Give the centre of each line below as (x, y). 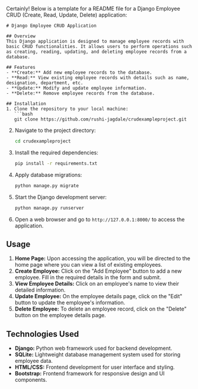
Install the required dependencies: (57, 152)
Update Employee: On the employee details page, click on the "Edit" (98, 296)
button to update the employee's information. (70, 303)
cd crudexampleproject (43, 141)
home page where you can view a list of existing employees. (88, 265)
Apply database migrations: (48, 175)
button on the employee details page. (60, 315)
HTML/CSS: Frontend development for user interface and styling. (95, 367)
